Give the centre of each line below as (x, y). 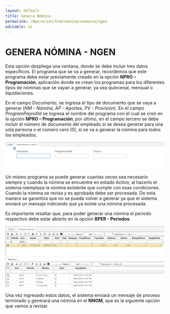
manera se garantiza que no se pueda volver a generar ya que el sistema (81, 198)
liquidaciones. (20, 93)
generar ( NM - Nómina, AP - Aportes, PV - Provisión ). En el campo (75, 108)
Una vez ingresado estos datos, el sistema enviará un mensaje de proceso (83, 295)
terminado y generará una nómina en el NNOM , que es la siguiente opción (83, 300)
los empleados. (21, 135)
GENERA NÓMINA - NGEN (60, 52)
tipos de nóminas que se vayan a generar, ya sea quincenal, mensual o (79, 88)
